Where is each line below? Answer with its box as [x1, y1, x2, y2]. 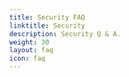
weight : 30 [9, 37, 50, 47]
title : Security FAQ [9, 12, 86, 22]
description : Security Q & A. [9, 29, 122, 38]
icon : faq [9, 54, 46, 63]
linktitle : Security [9, 21, 86, 30]
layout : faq [9, 46, 53, 55]
